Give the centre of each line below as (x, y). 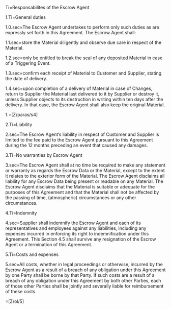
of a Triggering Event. (28, 63)
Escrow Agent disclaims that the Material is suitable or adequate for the (80, 187)
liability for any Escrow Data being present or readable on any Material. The (84, 181)
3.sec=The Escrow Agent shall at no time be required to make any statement (85, 165)
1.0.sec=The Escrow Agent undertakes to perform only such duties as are (82, 27)
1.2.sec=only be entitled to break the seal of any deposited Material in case (84, 58)
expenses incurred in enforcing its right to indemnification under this (77, 234)
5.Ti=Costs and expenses (32, 254)
